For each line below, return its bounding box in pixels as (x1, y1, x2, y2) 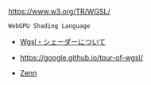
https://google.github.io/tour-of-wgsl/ (19, 53, 143, 62)
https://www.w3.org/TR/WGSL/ (8, 7, 111, 16)
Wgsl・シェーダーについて (19, 37, 106, 46)
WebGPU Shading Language (8, 22, 91, 30)
